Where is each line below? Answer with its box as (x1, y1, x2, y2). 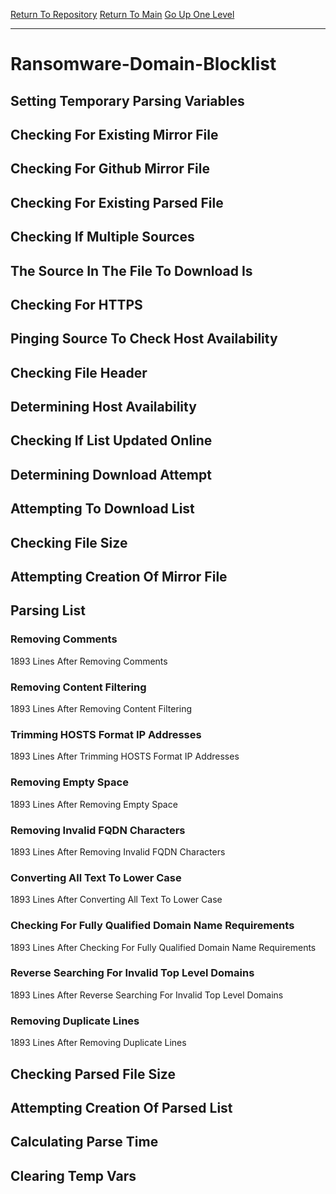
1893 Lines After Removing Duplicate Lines (10, 1037, 187, 1049)
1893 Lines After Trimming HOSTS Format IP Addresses (10, 750, 240, 763)
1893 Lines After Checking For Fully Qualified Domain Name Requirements (10, 941, 317, 953)
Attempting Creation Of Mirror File (10, 569, 228, 586)
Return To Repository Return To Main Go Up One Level (10, 9, 235, 20)
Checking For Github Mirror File (10, 160, 210, 178)
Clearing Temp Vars (10, 1167, 137, 1184)
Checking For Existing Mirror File (10, 126, 219, 143)
